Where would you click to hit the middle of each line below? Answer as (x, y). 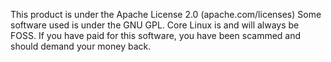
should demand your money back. (81, 46)
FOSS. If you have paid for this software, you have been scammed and (156, 35)
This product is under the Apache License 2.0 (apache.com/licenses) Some (166, 14)
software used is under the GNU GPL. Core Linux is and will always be (155, 25)
